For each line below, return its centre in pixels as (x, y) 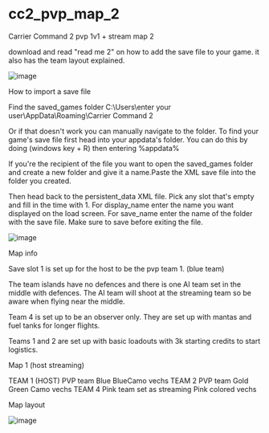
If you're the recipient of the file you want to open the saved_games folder (131, 163)
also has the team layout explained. (67, 60)
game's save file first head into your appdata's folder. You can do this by (128, 139)
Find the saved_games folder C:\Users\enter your (90, 107)
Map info (23, 253)
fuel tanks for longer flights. (54, 325)
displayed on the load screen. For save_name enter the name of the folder (130, 213)
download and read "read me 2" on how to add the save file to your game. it (134, 51)
